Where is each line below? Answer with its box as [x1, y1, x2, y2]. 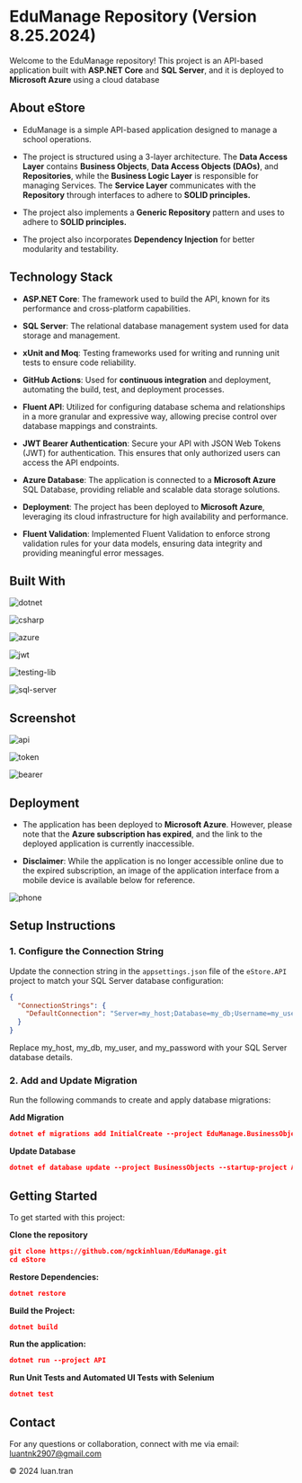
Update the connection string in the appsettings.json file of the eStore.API [9, 965, 288, 977]
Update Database [9, 1146, 76, 1157]
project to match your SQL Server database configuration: [9, 975, 225, 986]
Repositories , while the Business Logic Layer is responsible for [22, 170, 259, 181]
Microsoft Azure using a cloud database [9, 74, 160, 85]
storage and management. [22, 330, 120, 341]
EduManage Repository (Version [9, 6, 258, 27]
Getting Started [9, 1188, 98, 1203]
